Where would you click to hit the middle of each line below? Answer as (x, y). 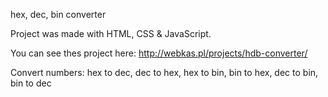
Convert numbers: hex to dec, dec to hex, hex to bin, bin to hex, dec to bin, (164, 72)
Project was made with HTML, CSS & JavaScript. (111, 33)
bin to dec (31, 83)
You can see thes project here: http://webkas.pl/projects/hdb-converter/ (159, 53)
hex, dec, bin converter (58, 14)
